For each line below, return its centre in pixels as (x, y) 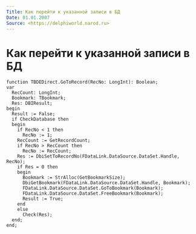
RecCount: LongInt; (36, 93)
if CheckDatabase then (40, 119)
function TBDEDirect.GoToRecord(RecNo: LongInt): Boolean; (82, 82)
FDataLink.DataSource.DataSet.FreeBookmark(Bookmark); (93, 194)
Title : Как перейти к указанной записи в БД (63, 12)
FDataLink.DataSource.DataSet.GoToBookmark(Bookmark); (93, 189)
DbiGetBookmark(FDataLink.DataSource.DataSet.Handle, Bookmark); (106, 183)
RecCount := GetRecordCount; (54, 141)
